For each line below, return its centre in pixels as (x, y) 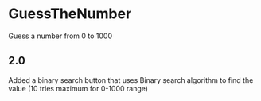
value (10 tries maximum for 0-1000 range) (78, 88)
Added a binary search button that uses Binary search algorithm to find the (131, 80)
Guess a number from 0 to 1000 (60, 36)
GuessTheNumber (70, 14)
